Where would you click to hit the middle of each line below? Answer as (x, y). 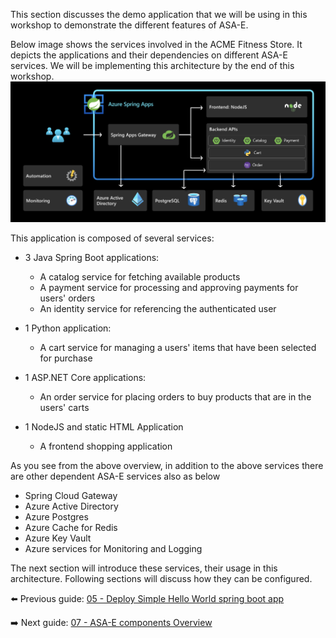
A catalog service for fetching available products (140, 276)
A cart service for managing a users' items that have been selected (178, 347)
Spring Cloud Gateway (71, 495)
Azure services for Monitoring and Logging (113, 548)
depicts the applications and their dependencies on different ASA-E (149, 55)
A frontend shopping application (106, 446)
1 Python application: (68, 328)
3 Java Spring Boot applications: (92, 257)
